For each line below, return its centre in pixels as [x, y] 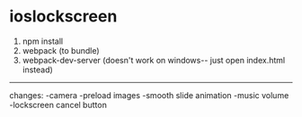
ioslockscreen [63, 17]
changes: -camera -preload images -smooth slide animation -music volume [149, 95]
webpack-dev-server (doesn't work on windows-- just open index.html [154, 60]
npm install [43, 41]
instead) [38, 70]
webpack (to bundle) [61, 50]
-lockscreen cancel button [58, 104]
